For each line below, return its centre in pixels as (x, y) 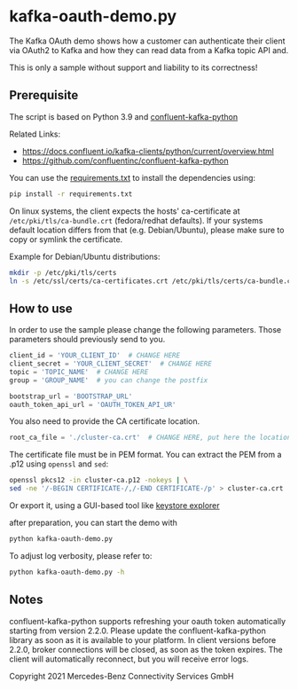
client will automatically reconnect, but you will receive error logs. (129, 659)
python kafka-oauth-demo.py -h (67, 572)
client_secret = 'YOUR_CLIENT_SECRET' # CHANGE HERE (111, 364)
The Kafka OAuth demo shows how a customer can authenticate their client (147, 41)
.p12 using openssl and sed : (59, 464)
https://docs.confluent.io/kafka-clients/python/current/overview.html (148, 151)
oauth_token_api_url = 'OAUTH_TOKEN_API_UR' (93, 404)
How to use (41, 308)
